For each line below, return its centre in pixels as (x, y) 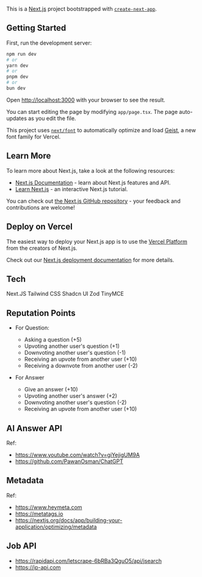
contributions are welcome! (41, 207)
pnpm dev (17, 77)
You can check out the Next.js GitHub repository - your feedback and (94, 201)
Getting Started (36, 28)
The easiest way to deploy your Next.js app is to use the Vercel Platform (97, 241)
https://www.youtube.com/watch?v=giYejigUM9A (78, 455)
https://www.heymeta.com (49, 507)
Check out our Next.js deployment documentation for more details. (90, 260)
